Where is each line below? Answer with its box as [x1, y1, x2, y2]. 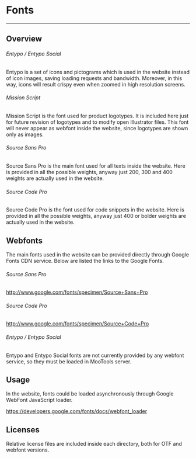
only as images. [6, 131, 44, 138]
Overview [6, 34, 43, 44]
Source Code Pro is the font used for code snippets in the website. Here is [6, 206, 185, 213]
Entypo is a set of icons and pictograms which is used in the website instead [6, 68, 190, 75]
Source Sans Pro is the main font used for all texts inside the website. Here [6, 162, 185, 169]
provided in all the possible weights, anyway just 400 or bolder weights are [6, 213, 187, 220]
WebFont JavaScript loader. [6, 397, 73, 404]
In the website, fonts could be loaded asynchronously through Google [6, 390, 174, 397]
